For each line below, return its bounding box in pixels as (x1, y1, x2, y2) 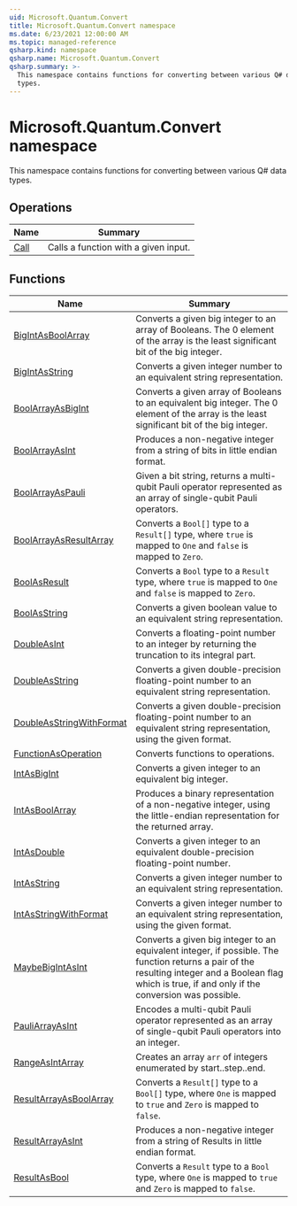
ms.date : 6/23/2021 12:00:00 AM (9, 29, 128, 38)
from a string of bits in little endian (135, 445, 278, 457)
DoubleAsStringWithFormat (13, 716, 127, 729)
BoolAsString (13, 607, 68, 620)
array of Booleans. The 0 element (135, 324, 274, 336)
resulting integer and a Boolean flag (135, 967, 284, 979)
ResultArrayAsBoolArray (13, 1093, 114, 1105)
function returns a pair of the (135, 955, 255, 968)
